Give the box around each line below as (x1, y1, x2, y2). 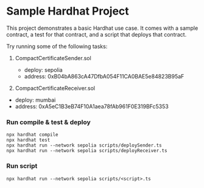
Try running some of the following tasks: (6, 43, 108, 50)
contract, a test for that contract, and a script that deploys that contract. (6, 30, 187, 38)
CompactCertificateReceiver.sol (15, 84, 96, 92)
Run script (6, 162, 38, 170)
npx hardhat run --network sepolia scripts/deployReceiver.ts (6, 148, 167, 154)
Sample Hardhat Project (6, 4, 129, 18)
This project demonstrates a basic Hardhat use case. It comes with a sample (6, 24, 199, 32)
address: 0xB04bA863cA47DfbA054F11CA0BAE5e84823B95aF (24, 72, 185, 80)
